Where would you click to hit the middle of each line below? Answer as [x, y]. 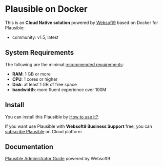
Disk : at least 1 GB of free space [44, 84]
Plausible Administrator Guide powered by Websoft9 [58, 159]
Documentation [29, 147]
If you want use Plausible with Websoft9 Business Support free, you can [79, 126]
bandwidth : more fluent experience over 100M [59, 90]
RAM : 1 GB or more [31, 74]
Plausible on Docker [46, 9]
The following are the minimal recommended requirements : [64, 64]
